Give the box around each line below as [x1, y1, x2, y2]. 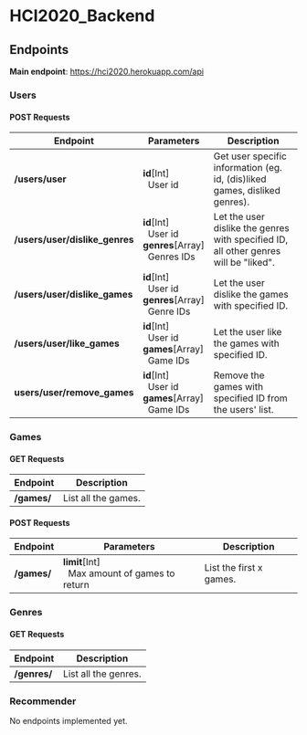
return [62, 579, 90, 592]
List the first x [204, 562, 263, 574]
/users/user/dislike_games [14, 289, 133, 301]
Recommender [9, 695, 77, 708]
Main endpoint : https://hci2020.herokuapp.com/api [9, 66, 204, 77]
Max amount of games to [68, 567, 175, 580]
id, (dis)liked [213, 173, 267, 185]
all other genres [213, 245, 281, 257]
